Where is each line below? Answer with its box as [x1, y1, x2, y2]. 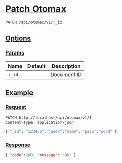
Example [5, 88, 34, 97]
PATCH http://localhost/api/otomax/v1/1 [5, 115, 93, 120]
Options [5, 34, 32, 43]
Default [27, 62, 46, 69]
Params [5, 49, 24, 57]
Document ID [50, 71, 82, 78]
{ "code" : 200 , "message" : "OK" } [5, 153, 76, 158]
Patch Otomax [5, 3, 67, 15]
